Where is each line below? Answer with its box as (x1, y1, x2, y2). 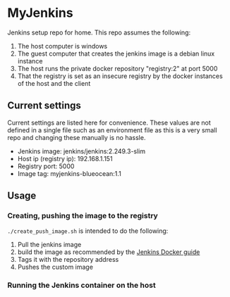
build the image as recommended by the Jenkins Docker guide (17, 248, 200, 256)
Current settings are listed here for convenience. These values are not (7, 118, 211, 127)
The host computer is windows (17, 42, 108, 50)
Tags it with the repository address (17, 255, 119, 264)
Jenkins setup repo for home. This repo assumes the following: (7, 28, 191, 37)
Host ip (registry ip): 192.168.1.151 (17, 154, 113, 163)
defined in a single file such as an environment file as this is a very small (7, 125, 217, 134)
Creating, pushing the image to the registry (7, 211, 159, 221)
